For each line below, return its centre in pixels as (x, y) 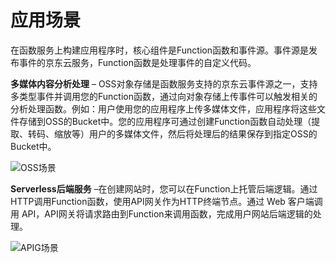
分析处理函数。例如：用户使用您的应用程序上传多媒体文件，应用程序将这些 (163, 108)
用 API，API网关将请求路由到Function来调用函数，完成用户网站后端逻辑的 (161, 213)
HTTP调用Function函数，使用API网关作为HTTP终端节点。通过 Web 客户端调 (166, 201)
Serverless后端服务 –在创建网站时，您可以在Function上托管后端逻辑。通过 (164, 188)
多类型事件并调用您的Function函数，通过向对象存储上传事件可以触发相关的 (164, 96)
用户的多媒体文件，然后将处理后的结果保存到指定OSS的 (203, 133)
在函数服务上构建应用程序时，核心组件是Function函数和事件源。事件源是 (159, 50)
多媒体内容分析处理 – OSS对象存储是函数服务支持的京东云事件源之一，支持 (164, 83)
